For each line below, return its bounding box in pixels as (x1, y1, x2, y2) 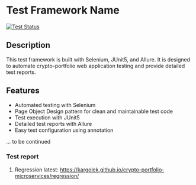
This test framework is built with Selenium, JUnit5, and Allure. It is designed (6, 56, 191, 63)
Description (6, 40, 50, 50)
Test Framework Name (6, 4, 120, 17)
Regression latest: (14, 166, 59, 173)
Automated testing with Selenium (14, 101, 96, 108)
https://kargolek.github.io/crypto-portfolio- (60, 166, 165, 173)
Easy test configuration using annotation (14, 126, 114, 134)
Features (6, 86, 40, 96)
